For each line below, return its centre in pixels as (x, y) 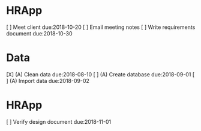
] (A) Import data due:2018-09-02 (48, 81)
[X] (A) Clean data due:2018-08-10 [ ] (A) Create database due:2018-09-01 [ (100, 74)
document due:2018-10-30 (39, 33)
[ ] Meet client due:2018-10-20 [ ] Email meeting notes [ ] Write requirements (101, 27)
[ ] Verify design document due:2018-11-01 (59, 121)
